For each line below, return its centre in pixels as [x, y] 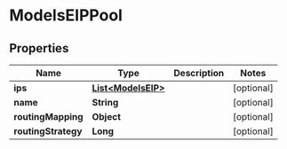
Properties [39, 48]
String [105, 102]
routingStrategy [48, 131]
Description [199, 73]
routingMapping [48, 117]
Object [107, 117]
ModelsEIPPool [66, 16]
